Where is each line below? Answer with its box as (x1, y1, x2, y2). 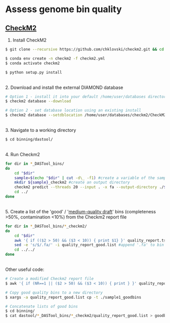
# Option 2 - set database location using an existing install (5, 108, 142, 113)
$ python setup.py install (5, 70, 62, 75)
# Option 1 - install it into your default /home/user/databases (5, 94, 146, 99)
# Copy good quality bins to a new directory (5, 290, 103, 295)
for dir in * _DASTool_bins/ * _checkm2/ (5, 223, 87, 228)
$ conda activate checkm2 (5, 61, 60, 66)
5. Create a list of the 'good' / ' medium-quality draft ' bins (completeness (5, 208, 156, 214)
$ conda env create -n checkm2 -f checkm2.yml (5, 56, 105, 61)
